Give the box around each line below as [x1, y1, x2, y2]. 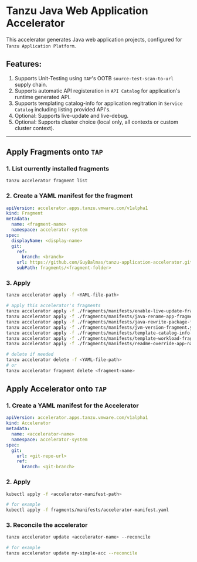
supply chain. [14, 81, 47, 88]
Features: [6, 59, 42, 69]
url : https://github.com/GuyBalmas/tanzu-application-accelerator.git [16, 260, 193, 265]
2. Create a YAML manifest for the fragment [6, 192, 133, 200]
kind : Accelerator [6, 420, 51, 426]
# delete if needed [6, 352, 54, 357]
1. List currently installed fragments [6, 165, 110, 173]
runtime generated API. [14, 93, 71, 100]
